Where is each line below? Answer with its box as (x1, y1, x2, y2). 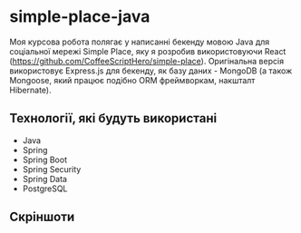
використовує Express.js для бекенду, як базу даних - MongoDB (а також (9, 65, 293, 76)
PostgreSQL (22, 183, 68, 194)
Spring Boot (22, 154, 68, 165)
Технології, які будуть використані (9, 111, 218, 126)
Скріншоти (9, 209, 75, 225)
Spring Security (22, 163, 82, 174)
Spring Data (22, 173, 68, 184)
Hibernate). (9, 84, 52, 95)
